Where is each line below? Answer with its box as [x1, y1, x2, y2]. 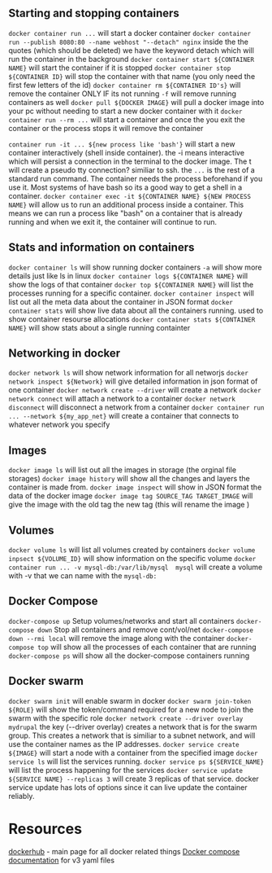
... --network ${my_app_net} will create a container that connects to [8, 411, 240, 421]
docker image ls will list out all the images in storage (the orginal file [8, 465, 237, 475]
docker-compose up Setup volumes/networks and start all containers [8, 616, 235, 625]
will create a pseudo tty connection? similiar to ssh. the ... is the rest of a [8, 165, 256, 174]
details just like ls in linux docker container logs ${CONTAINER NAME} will [8, 270, 248, 280]
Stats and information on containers [8, 240, 195, 255]
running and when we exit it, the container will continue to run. [8, 217, 218, 226]
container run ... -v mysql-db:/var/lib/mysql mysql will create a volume [8, 562, 263, 572]
